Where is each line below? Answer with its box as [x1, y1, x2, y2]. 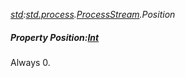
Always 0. [10, 56, 51, 68]
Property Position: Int [10, 31, 100, 43]
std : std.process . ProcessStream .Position [10, 9, 176, 20]
